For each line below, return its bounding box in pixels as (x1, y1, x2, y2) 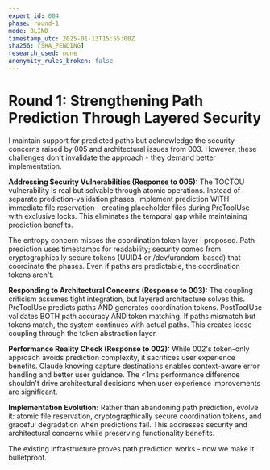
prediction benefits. (8, 220, 73, 229)
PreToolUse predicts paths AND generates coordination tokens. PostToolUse (8, 302, 263, 312)
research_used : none (8, 49, 78, 57)
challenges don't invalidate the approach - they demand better (8, 153, 216, 162)
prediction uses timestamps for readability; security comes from (8, 244, 222, 254)
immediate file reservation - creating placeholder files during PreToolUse (8, 203, 250, 212)
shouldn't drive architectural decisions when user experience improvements (8, 378, 261, 388)
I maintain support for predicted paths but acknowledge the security (8, 135, 235, 145)
